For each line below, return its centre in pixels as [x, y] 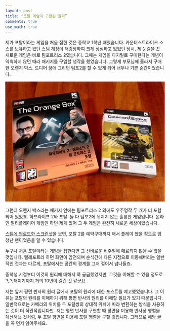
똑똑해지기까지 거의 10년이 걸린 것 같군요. [46, 281]
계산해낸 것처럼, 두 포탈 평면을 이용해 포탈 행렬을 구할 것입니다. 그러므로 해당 [81, 317]
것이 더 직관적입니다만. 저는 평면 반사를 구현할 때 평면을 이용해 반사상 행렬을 [85, 311]
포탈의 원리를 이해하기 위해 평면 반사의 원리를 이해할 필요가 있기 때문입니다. [89, 298]
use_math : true [21, 27]
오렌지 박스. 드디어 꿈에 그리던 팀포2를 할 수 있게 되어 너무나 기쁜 [74, 68]
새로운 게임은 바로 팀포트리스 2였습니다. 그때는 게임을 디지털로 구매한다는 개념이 [84, 55]
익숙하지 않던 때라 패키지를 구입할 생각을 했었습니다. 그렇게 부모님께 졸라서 [79, 61]
